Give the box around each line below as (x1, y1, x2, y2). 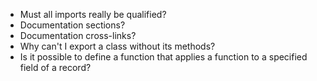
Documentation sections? (19, 19, 126, 31)
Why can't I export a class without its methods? (19, 40, 216, 52)
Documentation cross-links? (19, 30, 137, 41)
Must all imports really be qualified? (19, 9, 167, 20)
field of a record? (19, 62, 92, 73)
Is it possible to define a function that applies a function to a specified (19, 51, 308, 63)
